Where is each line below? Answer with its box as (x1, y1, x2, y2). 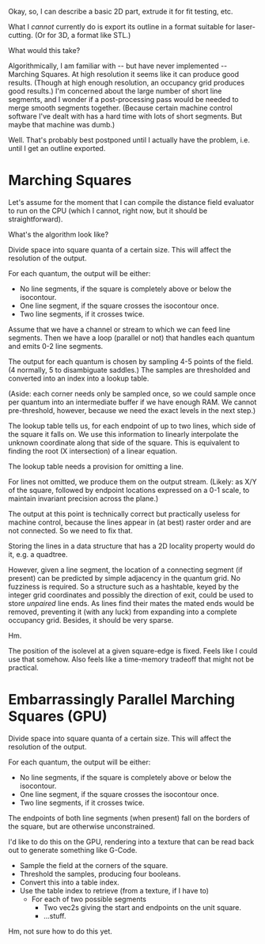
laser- (236, 22, 256, 31)
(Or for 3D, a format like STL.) (34, 31, 131, 40)
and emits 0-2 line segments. (8, 341, 104, 351)
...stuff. (43, 911, 66, 920)
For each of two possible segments (31, 894, 146, 904)
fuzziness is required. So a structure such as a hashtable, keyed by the (8, 582, 239, 591)
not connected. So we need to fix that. (8, 525, 133, 535)
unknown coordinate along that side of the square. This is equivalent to (8, 438, 240, 447)
